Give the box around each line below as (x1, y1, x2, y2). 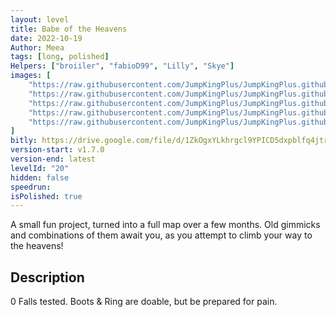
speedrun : (10, 182, 52, 192)
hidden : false (10, 172, 70, 183)
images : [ (10, 71, 52, 81)
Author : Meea (10, 42, 65, 53)
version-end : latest (10, 154, 97, 164)
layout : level (10, 14, 70, 25)
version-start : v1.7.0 (10, 145, 105, 155)
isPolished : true (10, 191, 83, 201)
